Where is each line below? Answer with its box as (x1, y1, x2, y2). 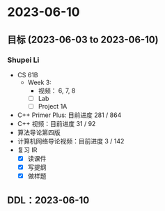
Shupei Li (7, 55, 40, 65)
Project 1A (38, 102, 68, 110)
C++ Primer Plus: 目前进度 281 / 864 (17, 111, 122, 119)
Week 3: (27, 78, 52, 86)
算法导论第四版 (17, 128, 61, 136)
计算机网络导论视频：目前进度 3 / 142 (17, 137, 125, 145)
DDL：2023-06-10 (7, 194, 90, 206)
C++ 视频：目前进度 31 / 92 (17, 120, 96, 127)
